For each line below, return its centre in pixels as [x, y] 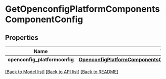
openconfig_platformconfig [41, 60]
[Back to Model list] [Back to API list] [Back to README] [62, 72]
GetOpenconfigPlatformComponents [83, 9]
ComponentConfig [44, 19]
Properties [22, 38]
